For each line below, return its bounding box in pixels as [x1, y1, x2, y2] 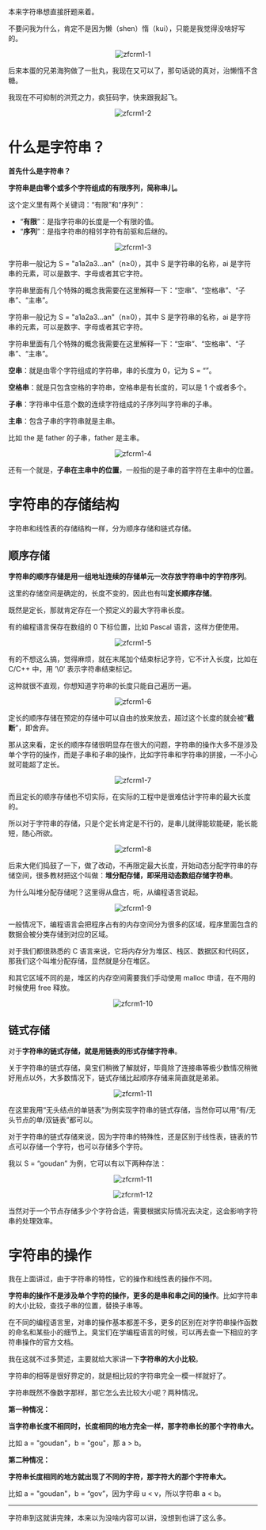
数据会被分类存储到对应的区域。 [8, 929, 112, 938]
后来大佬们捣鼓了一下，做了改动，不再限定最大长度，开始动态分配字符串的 [8, 860, 251, 870]
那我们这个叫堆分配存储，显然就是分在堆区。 [8, 956, 154, 965]
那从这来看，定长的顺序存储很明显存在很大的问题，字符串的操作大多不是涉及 [8, 740, 258, 749]
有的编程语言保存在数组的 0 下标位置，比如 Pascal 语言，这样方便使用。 [8, 622, 244, 631]
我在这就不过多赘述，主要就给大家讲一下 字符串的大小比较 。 [8, 1354, 203, 1364]
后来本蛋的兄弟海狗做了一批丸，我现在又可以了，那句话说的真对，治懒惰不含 [8, 66, 258, 75]
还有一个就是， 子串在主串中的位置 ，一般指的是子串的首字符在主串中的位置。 [8, 465, 258, 474]
